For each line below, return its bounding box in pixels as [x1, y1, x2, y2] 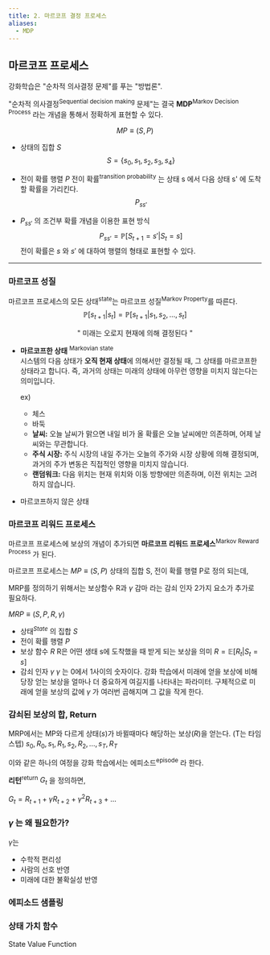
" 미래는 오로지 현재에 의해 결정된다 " [77, 328, 193, 338]
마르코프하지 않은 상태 [19, 496, 90, 506]
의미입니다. [19, 376, 55, 385]
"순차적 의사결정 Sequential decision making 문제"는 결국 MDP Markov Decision [8, 98, 239, 109]
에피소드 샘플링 [8, 896, 64, 907]
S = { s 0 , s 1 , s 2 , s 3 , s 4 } [106, 155, 175, 167]
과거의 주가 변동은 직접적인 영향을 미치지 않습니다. [31, 459, 189, 468]
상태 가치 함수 [8, 920, 59, 932]
